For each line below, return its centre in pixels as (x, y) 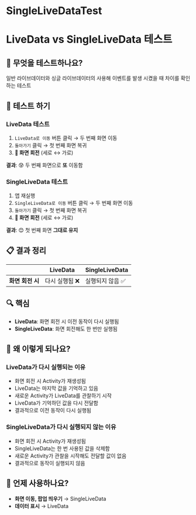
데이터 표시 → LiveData (42, 506)
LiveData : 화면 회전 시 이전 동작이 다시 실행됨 (67, 321)
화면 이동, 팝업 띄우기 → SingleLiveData (60, 499)
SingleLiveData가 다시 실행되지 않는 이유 (61, 427)
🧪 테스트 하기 (28, 106)
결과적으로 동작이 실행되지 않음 (50, 463)
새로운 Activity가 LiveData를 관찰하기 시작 (63, 396)
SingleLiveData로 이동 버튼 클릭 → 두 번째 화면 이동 (74, 203)
